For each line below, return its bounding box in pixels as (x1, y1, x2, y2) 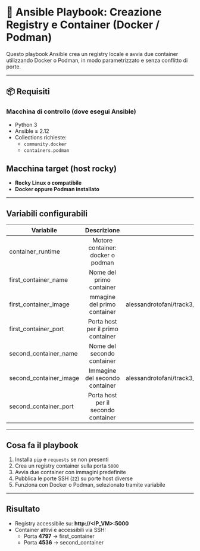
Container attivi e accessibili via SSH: (14, 526, 107, 533)
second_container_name (9, 350, 78, 358)
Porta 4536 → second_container (23, 538, 104, 546)
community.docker (23, 141, 67, 147)
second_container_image (9, 374, 80, 382)
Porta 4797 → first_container (23, 533, 95, 540)
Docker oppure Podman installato (14, 186, 100, 193)
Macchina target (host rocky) (6, 164, 117, 174)
